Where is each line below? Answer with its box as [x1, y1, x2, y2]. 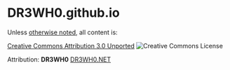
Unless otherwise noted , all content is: [7, 28, 118, 36]
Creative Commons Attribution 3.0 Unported [7, 41, 135, 50]
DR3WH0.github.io [7, 5, 121, 21]
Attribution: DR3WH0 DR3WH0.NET [7, 55, 111, 64]
